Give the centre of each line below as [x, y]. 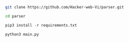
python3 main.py [22, 34]
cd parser [15, 16]
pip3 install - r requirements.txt [41, 25]
